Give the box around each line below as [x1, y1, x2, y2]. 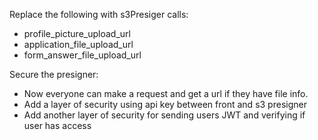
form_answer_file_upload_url [23, 49, 142, 61]
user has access [23, 120, 92, 131]
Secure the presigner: [9, 69, 99, 80]
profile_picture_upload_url [23, 28, 131, 39]
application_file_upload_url [23, 39, 134, 50]
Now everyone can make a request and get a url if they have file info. [23, 88, 309, 99]
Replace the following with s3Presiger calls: [9, 9, 189, 20]
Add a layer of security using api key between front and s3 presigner [23, 99, 307, 110]
